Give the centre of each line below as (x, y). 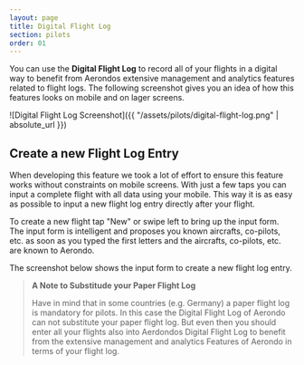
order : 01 (28, 43)
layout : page (34, 18)
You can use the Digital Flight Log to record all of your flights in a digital (143, 69)
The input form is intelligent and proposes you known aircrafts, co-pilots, (145, 231)
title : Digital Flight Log (60, 26)
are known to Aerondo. (52, 251)
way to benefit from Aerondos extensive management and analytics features (152, 79)
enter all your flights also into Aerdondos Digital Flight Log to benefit (159, 332)
